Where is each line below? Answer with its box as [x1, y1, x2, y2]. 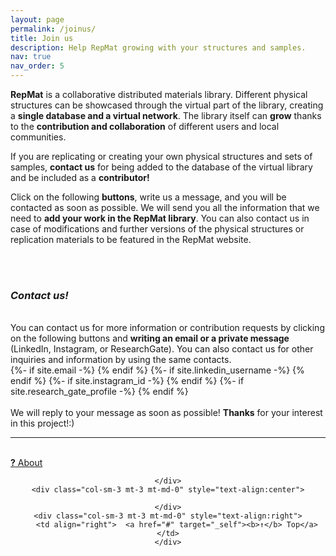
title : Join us [10, 33, 74, 43]
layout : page [10, 14, 65, 25]
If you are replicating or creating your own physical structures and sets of [10, 151, 313, 162]
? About [10, 457, 43, 469]
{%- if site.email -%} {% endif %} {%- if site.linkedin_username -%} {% [10, 364, 305, 376]
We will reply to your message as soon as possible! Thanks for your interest [10, 407, 323, 419]
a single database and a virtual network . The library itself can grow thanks [10, 110, 322, 121]
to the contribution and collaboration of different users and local [10, 121, 280, 132]
